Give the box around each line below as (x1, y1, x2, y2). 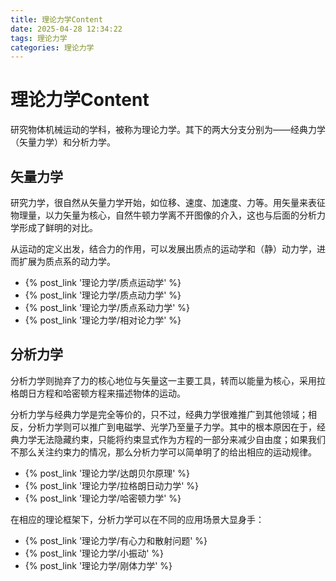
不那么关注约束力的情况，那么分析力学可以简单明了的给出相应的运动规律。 (10, 446, 317, 458)
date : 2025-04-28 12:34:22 (10, 24, 123, 34)
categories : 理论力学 (10, 42, 95, 53)
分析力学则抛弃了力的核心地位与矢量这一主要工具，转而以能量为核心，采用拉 (10, 374, 326, 386)
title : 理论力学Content (10, 14, 103, 25)
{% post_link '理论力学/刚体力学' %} (24, 559, 173, 571)
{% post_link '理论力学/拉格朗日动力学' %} (24, 479, 200, 491)
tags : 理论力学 (10, 33, 68, 43)
